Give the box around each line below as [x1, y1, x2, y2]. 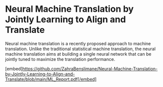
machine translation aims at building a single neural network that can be [5, 51, 152, 57]
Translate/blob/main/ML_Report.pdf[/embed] [5, 76, 97, 82]
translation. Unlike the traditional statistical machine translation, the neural [5, 46, 156, 52]
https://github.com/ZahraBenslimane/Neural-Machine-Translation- [22, 65, 158, 72]
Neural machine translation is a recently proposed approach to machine [5, 40, 151, 46]
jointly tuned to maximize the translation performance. [5, 56, 115, 62]
